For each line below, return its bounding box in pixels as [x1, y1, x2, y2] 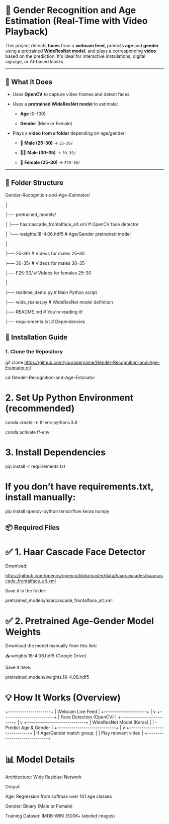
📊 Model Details [5, 754, 75, 765]
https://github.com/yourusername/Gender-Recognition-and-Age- [24, 359, 160, 366]
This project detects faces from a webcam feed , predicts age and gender [5, 42, 159, 48]
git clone [5, 359, 24, 366]
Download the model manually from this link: [5, 643, 98, 649]
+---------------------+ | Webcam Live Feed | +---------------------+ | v [5, 708, 156, 715]
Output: [5, 784, 21, 790]
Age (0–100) [20, 111, 46, 117]
